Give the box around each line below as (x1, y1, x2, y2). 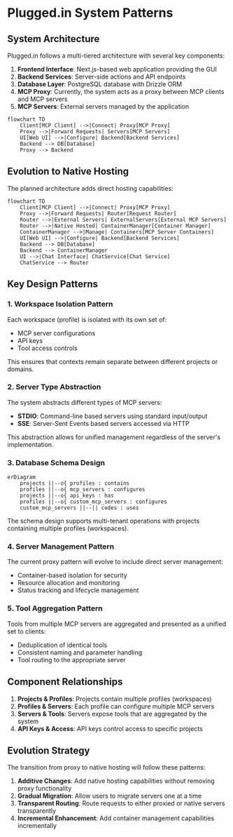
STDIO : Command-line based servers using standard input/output (17, 412, 208, 420)
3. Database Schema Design (7, 457, 105, 467)
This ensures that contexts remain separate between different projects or (7, 357, 218, 366)
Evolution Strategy (7, 744, 90, 756)
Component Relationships (7, 676, 123, 688)
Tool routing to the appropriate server (17, 655, 126, 664)
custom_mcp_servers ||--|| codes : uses (20, 504, 139, 511)
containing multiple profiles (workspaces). (7, 524, 129, 533)
